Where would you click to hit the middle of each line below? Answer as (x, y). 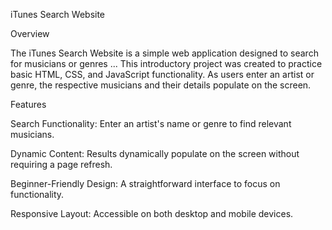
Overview (30, 33)
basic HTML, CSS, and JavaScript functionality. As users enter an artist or (162, 74)
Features (28, 104)
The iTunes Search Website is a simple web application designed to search (164, 53)
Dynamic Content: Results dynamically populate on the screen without (155, 153)
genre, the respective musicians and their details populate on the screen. (161, 85)
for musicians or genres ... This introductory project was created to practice (166, 63)
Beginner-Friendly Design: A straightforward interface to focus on (145, 183)
